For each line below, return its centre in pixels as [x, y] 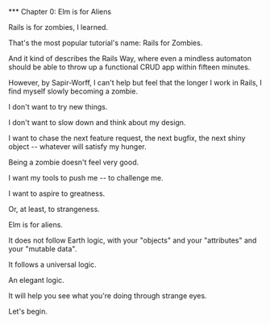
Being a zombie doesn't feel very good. [74, 162]
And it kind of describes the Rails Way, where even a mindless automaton [130, 58]
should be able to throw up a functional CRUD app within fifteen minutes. [129, 67]
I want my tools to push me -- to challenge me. [86, 178]
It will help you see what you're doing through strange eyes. [108, 296]
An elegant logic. [36, 280]
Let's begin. [28, 311]
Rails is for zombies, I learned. [58, 27]
